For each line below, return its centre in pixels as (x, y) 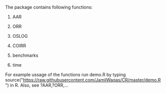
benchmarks (25, 55)
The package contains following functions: (49, 7)
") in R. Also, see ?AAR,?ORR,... (37, 85)
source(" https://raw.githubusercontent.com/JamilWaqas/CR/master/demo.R (83, 80)
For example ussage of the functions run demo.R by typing (66, 75)
